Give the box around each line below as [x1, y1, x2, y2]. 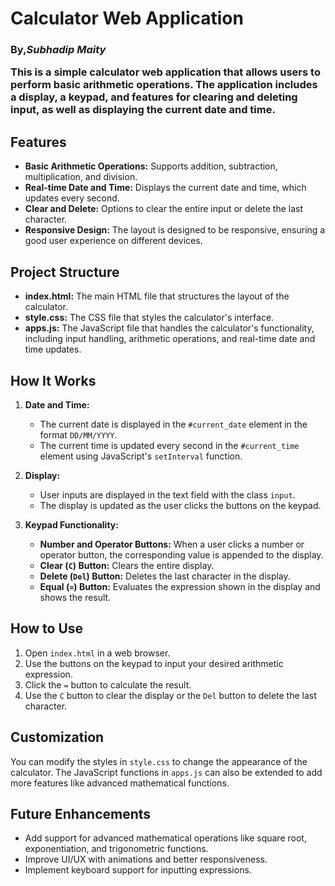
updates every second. [24, 192, 120, 204]
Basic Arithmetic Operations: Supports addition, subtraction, [24, 160, 278, 172]
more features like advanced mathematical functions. [10, 777, 230, 789]
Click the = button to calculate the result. [24, 678, 192, 691]
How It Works [10, 372, 97, 389]
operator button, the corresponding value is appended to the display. [39, 548, 324, 561]
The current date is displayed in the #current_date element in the [39, 418, 308, 430]
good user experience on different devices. [24, 235, 203, 247]
